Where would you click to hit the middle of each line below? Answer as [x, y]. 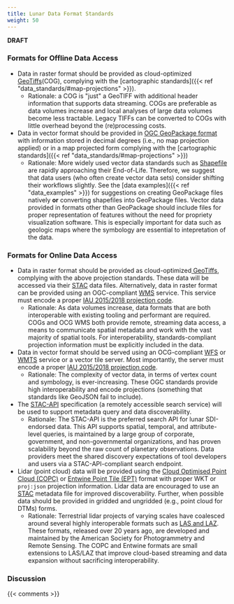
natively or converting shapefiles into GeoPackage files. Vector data [126, 199]
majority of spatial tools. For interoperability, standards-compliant [122, 337]
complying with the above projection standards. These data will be [113, 278]
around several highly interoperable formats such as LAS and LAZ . [123, 524]
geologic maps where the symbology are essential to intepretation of [127, 230]
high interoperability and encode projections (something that [115, 390]
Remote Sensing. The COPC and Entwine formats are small [112, 546]
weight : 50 [23, 20]
